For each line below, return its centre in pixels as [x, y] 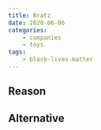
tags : [17, 52]
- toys [33, 45]
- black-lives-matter [58, 60]
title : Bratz [30, 15]
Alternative [36, 118]
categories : [28, 30]
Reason [27, 91]
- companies [42, 37]
